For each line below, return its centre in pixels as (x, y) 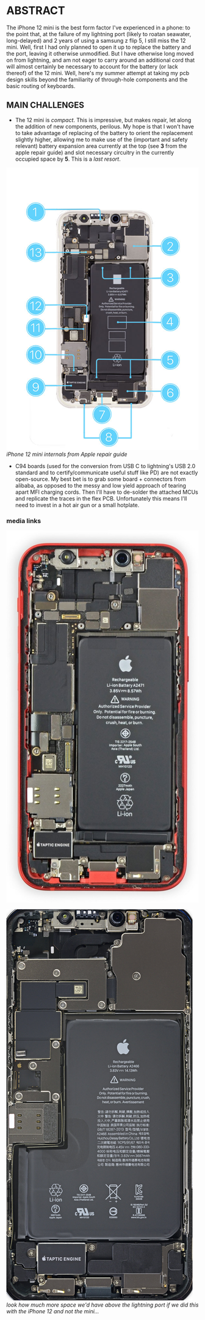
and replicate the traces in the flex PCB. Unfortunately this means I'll (101, 498)
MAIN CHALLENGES (45, 105)
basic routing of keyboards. (41, 86)
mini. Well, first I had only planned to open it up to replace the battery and (99, 47)
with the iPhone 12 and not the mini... (53, 1311)
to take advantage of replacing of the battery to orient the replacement (104, 133)
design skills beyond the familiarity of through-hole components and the (97, 79)
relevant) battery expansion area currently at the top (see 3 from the (101, 146)
